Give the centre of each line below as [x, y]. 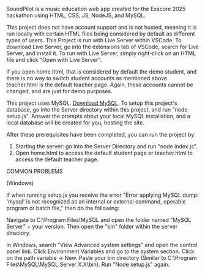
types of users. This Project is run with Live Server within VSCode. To [94, 40]
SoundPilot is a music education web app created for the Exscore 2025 [96, 9]
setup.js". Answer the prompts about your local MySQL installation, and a [99, 116]
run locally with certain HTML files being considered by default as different [101, 34]
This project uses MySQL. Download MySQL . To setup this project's [92, 103]
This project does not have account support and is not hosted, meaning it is [102, 27]
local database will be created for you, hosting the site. [76, 123]
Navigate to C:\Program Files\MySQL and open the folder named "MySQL [99, 220]
